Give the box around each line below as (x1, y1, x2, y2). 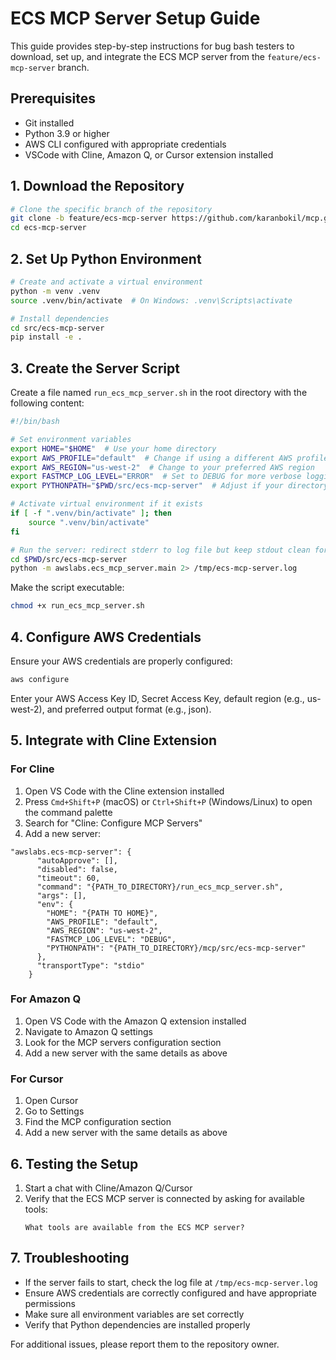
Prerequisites (10, 90, 96, 107)
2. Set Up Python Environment (10, 250, 202, 267)
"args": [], (36, 890, 87, 901)
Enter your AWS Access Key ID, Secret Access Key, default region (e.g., (10, 692, 305, 704)
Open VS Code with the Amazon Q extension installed (24, 1015, 247, 1027)
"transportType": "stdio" (36, 960, 145, 971)
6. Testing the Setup (10, 1155, 139, 1172)
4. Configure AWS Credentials (10, 628, 202, 646)
